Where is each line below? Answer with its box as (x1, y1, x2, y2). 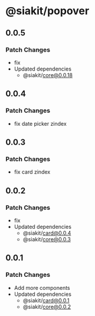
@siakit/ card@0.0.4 (22, 229, 71, 237)
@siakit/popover (5, 4, 90, 18)
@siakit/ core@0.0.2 (22, 303, 71, 310)
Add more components (14, 284, 70, 291)
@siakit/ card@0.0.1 (22, 296, 70, 304)
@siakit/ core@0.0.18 (22, 71, 73, 78)
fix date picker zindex (14, 120, 67, 127)
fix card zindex (14, 168, 51, 175)
